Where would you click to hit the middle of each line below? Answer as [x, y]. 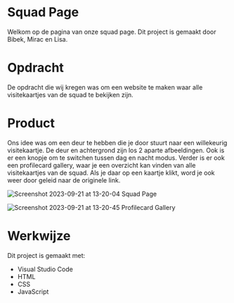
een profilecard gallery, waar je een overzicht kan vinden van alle [102, 165]
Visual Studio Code [45, 269]
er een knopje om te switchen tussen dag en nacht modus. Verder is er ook [116, 157]
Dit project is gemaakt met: [46, 255]
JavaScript [33, 291]
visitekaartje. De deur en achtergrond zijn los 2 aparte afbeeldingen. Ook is [116, 150]
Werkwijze [39, 236]
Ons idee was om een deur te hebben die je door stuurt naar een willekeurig [117, 142]
